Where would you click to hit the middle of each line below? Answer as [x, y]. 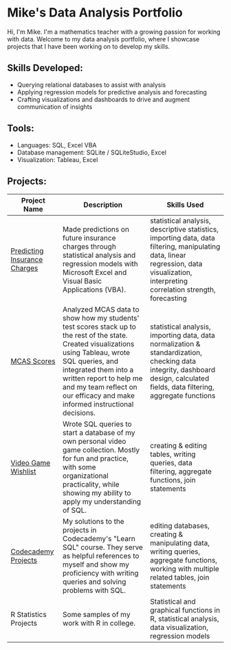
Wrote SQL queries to [97, 424]
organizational [86, 476]
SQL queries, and [91, 361]
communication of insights [55, 106]
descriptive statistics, [184, 230]
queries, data [171, 463]
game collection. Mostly [101, 450]
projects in [80, 530]
